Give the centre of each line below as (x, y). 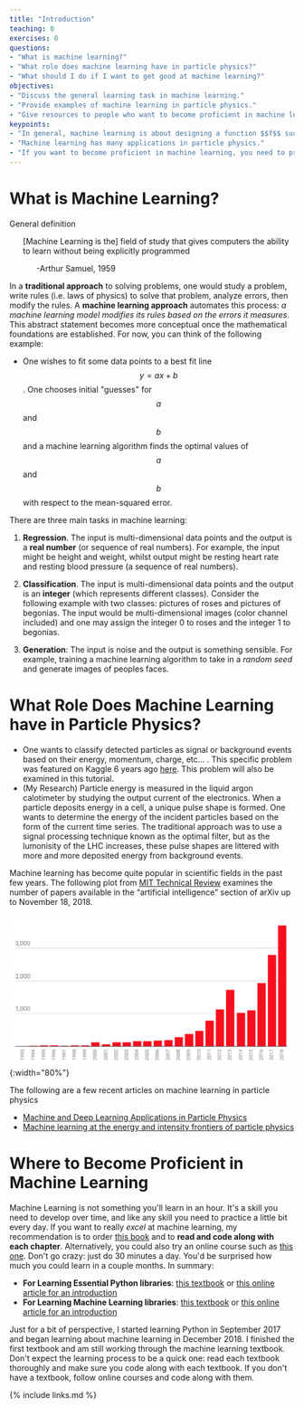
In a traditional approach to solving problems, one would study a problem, (148, 286)
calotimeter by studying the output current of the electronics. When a (152, 797)
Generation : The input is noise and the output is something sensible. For (157, 649)
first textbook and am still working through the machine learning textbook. (147, 1349)
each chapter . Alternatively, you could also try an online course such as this (152, 1246)
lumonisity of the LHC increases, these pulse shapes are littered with (151, 845)
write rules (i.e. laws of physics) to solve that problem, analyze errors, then (149, 295)
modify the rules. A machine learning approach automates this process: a (148, 305)
